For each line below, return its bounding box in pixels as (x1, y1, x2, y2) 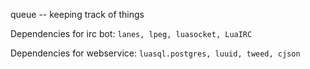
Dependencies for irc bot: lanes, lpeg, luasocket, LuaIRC (10, 28, 253, 39)
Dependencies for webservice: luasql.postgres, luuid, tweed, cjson (10, 47, 301, 59)
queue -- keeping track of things (10, 9, 145, 20)
